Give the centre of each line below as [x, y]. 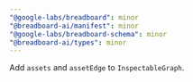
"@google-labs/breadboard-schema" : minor [88, 34]
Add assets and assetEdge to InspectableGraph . [97, 68]
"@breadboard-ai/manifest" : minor [74, 26]
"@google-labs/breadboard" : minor [74, 17]
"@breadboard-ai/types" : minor [68, 42]
